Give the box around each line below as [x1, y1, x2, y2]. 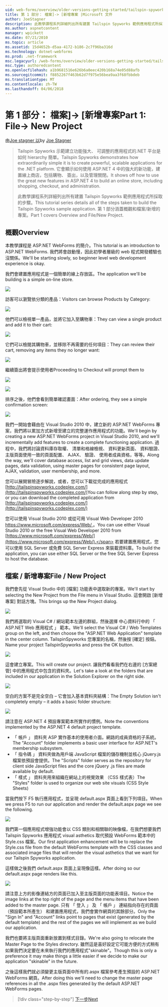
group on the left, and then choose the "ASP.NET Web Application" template [5, 630, 162, 636]
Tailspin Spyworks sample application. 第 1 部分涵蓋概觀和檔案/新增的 [17, 206, 160, 212]
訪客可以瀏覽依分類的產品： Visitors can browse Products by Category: [5, 296, 151, 302]
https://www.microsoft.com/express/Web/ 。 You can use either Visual [5, 522, 150, 528]
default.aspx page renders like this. [5, 871, 78, 877]
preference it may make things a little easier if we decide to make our [5, 953, 147, 959]
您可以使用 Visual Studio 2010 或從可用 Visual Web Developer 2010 [5, 515, 143, 521]
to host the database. [5, 556, 49, 562]
